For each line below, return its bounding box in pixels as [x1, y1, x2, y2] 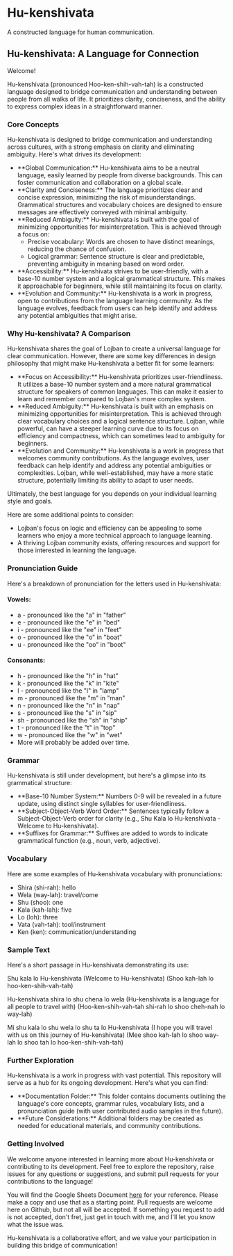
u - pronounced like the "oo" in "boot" [17, 640, 126, 648]
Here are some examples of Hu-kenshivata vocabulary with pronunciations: [7, 869, 223, 878]
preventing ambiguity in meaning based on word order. [27, 259, 185, 268]
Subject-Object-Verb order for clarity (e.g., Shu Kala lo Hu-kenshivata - [17, 814, 221, 823]
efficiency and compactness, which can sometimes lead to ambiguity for [17, 432, 225, 440]
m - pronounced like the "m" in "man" [17, 694, 126, 702]
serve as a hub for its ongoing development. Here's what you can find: [7, 1079, 209, 1087]
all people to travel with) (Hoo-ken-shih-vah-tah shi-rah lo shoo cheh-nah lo [7, 1002, 225, 1011]
